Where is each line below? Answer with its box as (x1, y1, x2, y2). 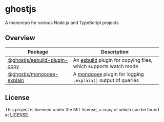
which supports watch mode (73, 63, 139, 70)
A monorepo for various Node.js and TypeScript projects (5, 20, 119, 25)
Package (27, 48, 48, 55)
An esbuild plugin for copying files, (73, 56, 153, 63)
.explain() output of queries (73, 77, 139, 84)
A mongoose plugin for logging (73, 71, 144, 77)
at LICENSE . (5, 112, 29, 118)
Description (101, 48, 129, 55)
